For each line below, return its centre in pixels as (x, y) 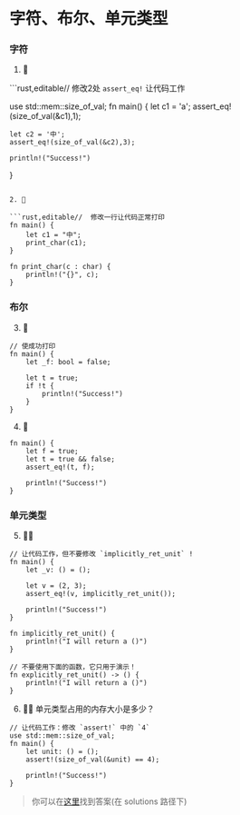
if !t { (40, 386)
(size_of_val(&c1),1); (45, 116)
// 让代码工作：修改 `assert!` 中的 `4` (80, 728)
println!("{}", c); (62, 275)
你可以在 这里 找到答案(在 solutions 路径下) (109, 801)
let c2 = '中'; (37, 134)
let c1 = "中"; (53, 235)
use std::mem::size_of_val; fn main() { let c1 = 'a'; (100, 106)
